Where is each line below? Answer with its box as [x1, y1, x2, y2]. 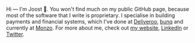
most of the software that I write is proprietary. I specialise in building [6, 12, 175, 19]
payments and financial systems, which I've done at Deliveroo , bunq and [6, 18, 184, 25]
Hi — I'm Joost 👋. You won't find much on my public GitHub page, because [6, 6, 190, 12]
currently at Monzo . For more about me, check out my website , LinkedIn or [6, 24, 188, 31]
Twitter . [6, 31, 25, 38]
